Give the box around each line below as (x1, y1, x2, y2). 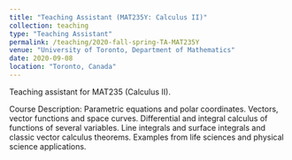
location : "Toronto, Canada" (9, 63, 117, 72)
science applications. (9, 141, 87, 151)
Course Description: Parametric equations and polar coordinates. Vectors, (9, 103, 279, 114)
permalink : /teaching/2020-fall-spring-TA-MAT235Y (9, 37, 200, 47)
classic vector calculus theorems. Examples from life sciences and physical (9, 132, 285, 142)
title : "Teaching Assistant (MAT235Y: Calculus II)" (9, 12, 208, 22)
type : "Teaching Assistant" (9, 29, 113, 38)
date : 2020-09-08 (9, 54, 73, 63)
